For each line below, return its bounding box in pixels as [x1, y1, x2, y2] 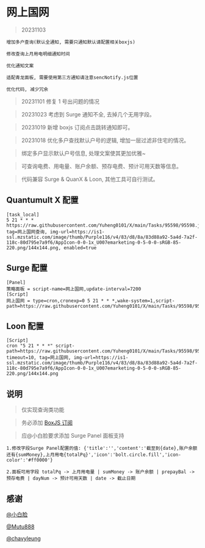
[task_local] [6, 212, 40, 218]
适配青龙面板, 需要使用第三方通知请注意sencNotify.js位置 [6, 74, 138, 80]
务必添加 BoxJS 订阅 [21, 419, 73, 427]
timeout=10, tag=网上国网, [6, 355, 71, 361]
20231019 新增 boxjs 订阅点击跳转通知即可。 [21, 123, 134, 131]
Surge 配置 [6, 263, 48, 273]
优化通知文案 [6, 62, 34, 69]
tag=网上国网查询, [6, 229, 48, 235]
